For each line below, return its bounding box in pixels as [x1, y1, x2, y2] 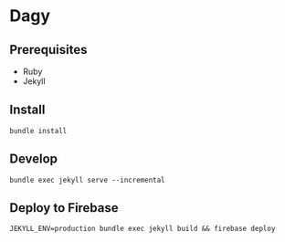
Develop [9, 152, 58, 167]
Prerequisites [9, 42, 88, 58]
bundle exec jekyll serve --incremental [9, 175, 166, 184]
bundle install [9, 126, 68, 135]
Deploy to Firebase [9, 200, 119, 216]
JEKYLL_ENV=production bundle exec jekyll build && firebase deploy [9, 225, 276, 234]
